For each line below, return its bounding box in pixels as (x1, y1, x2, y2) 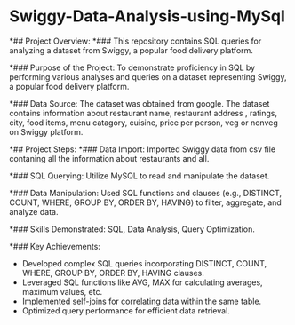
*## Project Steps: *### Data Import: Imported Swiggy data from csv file (9, 144, 276, 155)
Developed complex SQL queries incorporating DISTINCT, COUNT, (21, 258, 267, 268)
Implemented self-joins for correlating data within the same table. (21, 296, 262, 306)
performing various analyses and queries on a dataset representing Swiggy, (9, 71, 287, 82)
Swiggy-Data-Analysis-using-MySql (9, 6, 286, 27)
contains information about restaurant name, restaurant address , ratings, (9, 107, 278, 118)
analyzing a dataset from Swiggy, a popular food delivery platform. (9, 44, 253, 55)
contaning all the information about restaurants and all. (9, 153, 210, 163)
